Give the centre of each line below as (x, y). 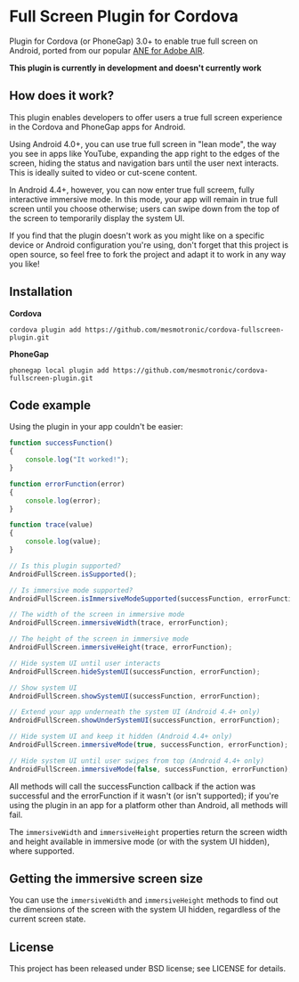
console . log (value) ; (63, 542)
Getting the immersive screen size (106, 879)
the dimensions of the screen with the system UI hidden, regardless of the (145, 910)
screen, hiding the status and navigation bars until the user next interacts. (144, 163)
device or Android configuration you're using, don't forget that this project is (149, 245)
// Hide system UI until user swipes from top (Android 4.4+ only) (137, 761)
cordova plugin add (45, 330)
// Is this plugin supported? (65, 566)
